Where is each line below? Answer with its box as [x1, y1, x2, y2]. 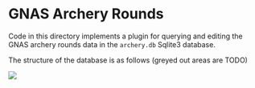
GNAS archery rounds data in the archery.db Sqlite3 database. [8, 39, 216, 49]
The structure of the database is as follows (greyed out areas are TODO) [8, 55, 248, 65]
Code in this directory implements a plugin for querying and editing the [8, 31, 243, 41]
